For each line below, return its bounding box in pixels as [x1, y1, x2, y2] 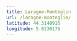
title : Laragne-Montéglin [6, 8, 71, 15]
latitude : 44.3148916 [6, 20, 61, 26]
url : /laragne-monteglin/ [6, 14, 71, 20]
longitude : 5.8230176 [6, 25, 61, 32]
